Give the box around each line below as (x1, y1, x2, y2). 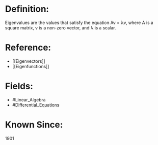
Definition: (5, 3, 49, 15)
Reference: (5, 42, 52, 53)
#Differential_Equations (12, 102, 60, 108)
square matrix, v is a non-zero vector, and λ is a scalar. (5, 24, 116, 30)
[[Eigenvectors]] (12, 58, 46, 64)
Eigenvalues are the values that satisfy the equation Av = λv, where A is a (5, 20, 154, 25)
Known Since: (5, 119, 63, 130)
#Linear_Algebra (12, 97, 46, 102)
